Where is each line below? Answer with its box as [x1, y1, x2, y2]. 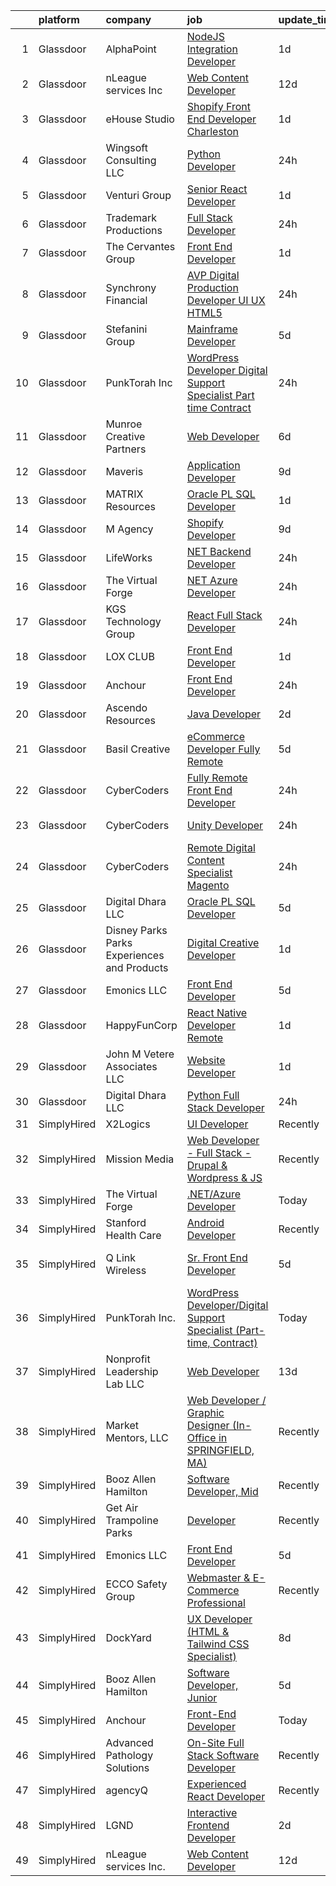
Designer [186, 1419, 230, 1432]
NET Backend [186, 545, 252, 558]
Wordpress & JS [186, 1171, 263, 1184]
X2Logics [105, 1117, 151, 1131]
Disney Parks [105, 924, 168, 937]
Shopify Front [186, 100, 251, 113]
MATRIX [105, 487, 144, 501]
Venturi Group [105, 189, 172, 202]
